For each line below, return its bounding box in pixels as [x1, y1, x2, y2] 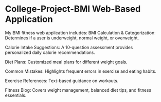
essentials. [5, 92, 27, 98]
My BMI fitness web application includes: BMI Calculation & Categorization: [5, 30, 156, 35]
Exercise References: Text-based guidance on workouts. [5, 78, 119, 84]
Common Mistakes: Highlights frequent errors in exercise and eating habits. [5, 68, 157, 74]
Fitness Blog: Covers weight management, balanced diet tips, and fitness [5, 87, 152, 93]
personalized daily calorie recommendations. [5, 50, 95, 55]
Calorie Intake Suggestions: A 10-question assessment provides [5, 44, 133, 50]
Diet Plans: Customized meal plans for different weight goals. [5, 59, 127, 65]
